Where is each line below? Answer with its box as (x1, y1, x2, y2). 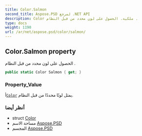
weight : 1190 (5, 25, 32, 30)
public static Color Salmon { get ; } (5, 70, 82, 75)
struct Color (12, 115, 36, 121)
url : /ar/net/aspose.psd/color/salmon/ (5, 30, 86, 34)
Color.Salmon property (5, 47, 76, 56)
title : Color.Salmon (5, 7, 47, 12)
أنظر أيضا (5, 104, 25, 111)
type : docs (5, 20, 27, 26)
